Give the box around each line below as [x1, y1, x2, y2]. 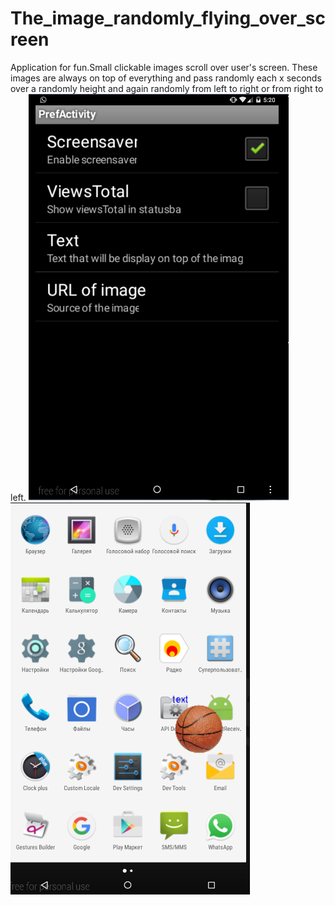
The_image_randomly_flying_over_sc [10, 7, 326, 30]
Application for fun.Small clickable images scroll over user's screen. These [10, 61, 318, 73]
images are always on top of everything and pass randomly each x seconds [10, 72, 322, 84]
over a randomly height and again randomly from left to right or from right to [10, 82, 324, 94]
